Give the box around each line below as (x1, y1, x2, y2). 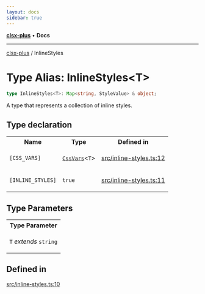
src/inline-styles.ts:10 (6, 280, 60, 288)
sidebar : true (6, 15, 43, 21)
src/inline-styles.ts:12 (101, 154, 165, 162)
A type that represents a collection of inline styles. (6, 102, 132, 109)
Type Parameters (6, 203, 73, 213)
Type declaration (6, 119, 72, 130)
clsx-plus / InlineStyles (6, 49, 64, 56)
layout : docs (6, 9, 40, 15)
